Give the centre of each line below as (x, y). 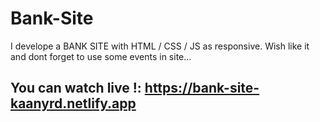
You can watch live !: (76, 88)
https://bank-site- (202, 88)
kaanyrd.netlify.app (73, 103)
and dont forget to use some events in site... (101, 56)
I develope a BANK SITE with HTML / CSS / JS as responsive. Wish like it (160, 46)
